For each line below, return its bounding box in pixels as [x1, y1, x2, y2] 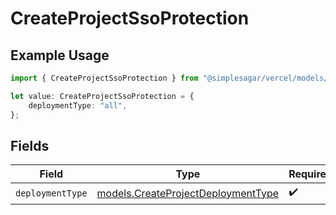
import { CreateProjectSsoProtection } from [10, 73, 199, 83]
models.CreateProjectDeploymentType [96, 186, 280, 200]
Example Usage [10, 47, 110, 64]
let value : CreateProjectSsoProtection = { [10, 91, 195, 101]
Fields [10, 137, 50, 154]
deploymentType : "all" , [28, 100, 128, 111]
